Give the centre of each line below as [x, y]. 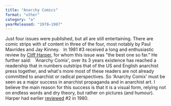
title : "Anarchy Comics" [32, 10]
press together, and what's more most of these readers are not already [80, 71]
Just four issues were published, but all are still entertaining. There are [79, 39]
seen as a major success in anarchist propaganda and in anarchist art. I [80, 82]
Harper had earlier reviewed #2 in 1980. [47, 98]
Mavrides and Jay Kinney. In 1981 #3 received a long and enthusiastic [80, 49]
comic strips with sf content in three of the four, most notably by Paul [78, 44]
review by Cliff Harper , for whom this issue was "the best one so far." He [81, 55]
